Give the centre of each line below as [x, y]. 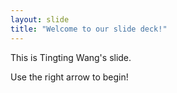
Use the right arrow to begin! [69, 77]
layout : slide [40, 19]
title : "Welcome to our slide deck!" [89, 29]
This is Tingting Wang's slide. [71, 57]
